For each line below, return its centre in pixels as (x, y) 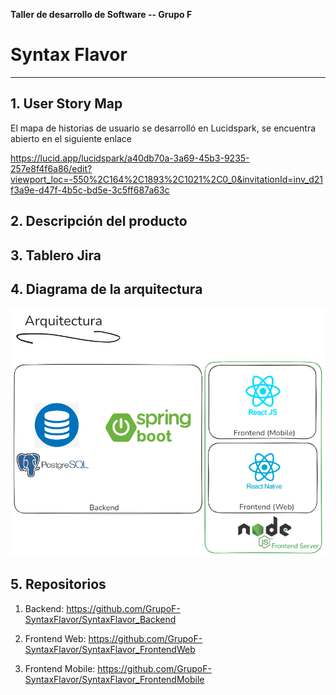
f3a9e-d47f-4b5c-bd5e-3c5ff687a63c (90, 190)
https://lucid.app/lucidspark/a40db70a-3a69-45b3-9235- (130, 158)
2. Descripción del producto (99, 221)
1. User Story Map (66, 104)
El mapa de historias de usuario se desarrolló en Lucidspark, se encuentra (163, 128)
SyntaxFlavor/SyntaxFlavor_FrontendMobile (114, 679)
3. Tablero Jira (56, 255)
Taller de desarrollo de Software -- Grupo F (101, 14)
